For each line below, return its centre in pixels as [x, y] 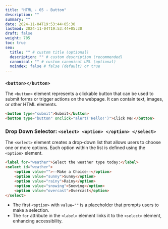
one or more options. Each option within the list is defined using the [75, 148]
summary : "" [18, 19]
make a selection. [31, 210]
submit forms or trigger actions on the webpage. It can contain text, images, [84, 99]
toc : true [16, 43]
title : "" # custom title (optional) [49, 52]
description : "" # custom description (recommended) [66, 57]
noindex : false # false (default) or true [55, 66]
